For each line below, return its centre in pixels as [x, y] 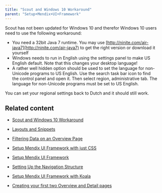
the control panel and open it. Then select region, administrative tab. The [85, 79]
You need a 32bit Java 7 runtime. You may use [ [60, 42]
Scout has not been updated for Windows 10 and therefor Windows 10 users [81, 28]
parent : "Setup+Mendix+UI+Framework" [43, 14]
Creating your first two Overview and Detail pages [62, 186]
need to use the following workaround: [44, 33]
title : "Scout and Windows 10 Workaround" [48, 9]
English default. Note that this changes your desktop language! [75, 63]
